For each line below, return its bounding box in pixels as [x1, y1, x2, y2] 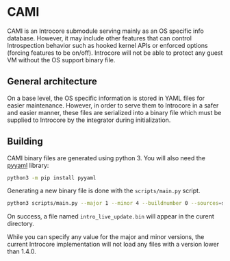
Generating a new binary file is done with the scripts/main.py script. [7, 186, 201, 195]
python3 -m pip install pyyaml [7, 174, 97, 182]
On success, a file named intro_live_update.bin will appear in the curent [7, 212, 214, 221]
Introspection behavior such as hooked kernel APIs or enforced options [7, 41, 208, 49]
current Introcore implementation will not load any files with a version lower [7, 240, 220, 249]
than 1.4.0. [7, 247, 36, 256]
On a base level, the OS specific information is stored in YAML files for [7, 94, 205, 102]
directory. [7, 220, 34, 228]
